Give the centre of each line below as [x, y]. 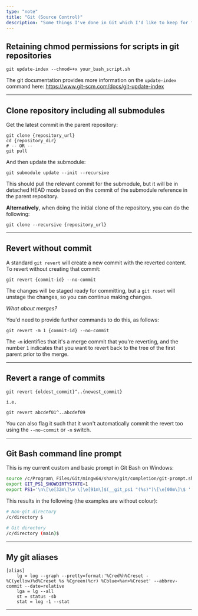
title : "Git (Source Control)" [44, 17]
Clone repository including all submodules [85, 111]
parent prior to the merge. [37, 354]
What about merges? [32, 308]
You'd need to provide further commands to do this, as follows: [82, 320]
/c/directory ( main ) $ [33, 533]
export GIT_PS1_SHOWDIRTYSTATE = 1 [47, 484]
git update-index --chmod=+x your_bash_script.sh [68, 69]
